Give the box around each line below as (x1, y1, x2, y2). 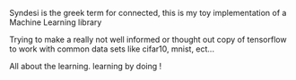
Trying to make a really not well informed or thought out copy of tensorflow (9, 35, 287, 44)
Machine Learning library (9, 17, 102, 28)
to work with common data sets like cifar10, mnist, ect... (9, 44, 215, 54)
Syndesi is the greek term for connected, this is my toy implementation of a (9, 8, 287, 18)
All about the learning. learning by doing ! (9, 61, 162, 71)
